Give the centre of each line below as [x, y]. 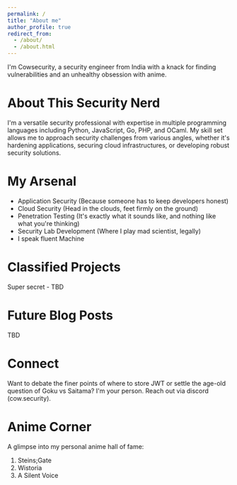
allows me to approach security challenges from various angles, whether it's [118, 137]
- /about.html [34, 47]
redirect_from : [30, 34]
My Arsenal [42, 182]
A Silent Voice [38, 475]
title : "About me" [34, 21]
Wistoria [30, 467]
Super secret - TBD [36, 287]
